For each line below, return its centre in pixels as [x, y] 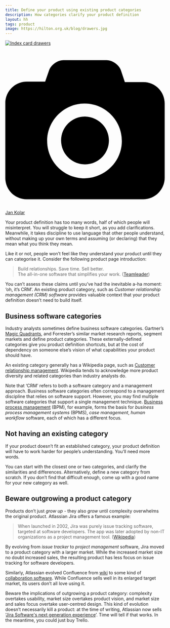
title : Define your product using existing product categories [73, 10]
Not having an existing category [57, 434]
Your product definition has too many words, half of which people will [78, 222]
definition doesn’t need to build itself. [44, 300]
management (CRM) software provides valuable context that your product [82, 295]
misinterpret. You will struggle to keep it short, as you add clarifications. [80, 228]
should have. [18, 355]
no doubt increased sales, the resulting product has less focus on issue [80, 557]
